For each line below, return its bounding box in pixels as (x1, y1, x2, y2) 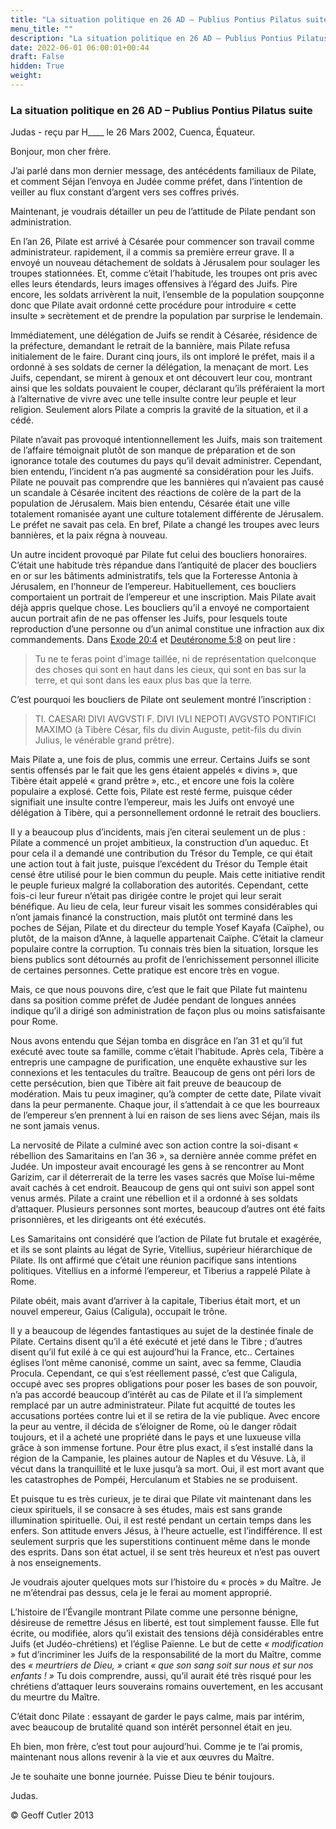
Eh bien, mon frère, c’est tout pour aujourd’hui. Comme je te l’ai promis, (10, 1741, 303, 1753)
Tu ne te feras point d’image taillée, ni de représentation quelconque (34, 653, 317, 665)
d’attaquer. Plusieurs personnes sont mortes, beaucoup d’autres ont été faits (10, 1203, 326, 1215)
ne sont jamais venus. (10, 1120, 100, 1132)
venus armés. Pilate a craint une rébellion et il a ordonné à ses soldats (10, 1192, 298, 1205)
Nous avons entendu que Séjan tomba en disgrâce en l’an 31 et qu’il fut (10, 1035, 303, 1047)
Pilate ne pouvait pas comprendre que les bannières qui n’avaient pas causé (10, 476, 325, 488)
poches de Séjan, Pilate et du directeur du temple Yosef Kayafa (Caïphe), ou (10, 922, 325, 934)
